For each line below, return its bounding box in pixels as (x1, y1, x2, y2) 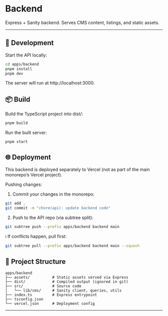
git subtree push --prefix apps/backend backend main (5, 224, 120, 229)
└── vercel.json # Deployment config (5, 301, 95, 306)
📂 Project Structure (5, 257, 66, 265)
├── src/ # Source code (5, 283, 81, 289)
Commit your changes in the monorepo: (12, 191, 94, 197)
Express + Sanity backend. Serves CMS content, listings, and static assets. (5, 19, 159, 25)
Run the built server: (5, 129, 47, 135)
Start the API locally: (5, 52, 47, 58)
